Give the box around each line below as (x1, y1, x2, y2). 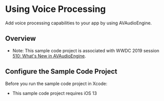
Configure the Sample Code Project (5, 67, 118, 76)
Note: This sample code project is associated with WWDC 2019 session (12, 47, 160, 53)
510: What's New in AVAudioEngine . (12, 53, 86, 59)
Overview (5, 34, 36, 43)
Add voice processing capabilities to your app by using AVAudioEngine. (5, 20, 152, 26)
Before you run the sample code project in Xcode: (5, 81, 108, 87)
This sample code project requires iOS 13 (12, 90, 97, 96)
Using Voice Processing (5, 3, 106, 15)
